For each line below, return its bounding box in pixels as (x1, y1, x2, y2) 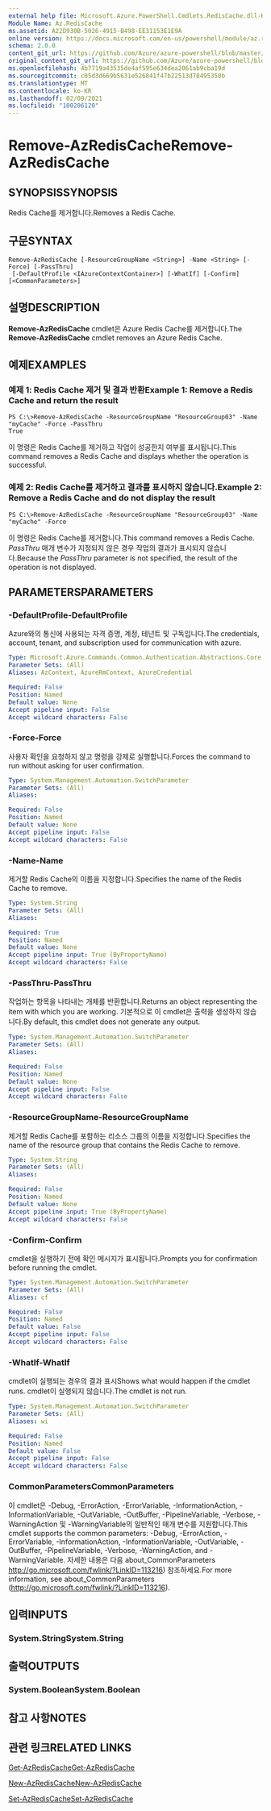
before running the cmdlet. (8, 1263, 98, 1272)
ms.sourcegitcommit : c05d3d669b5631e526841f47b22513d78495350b (8, 72, 226, 80)
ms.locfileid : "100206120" (8, 102, 99, 110)
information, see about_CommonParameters (8, 1574, 155, 1584)
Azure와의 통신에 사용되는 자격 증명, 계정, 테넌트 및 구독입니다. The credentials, (8, 629, 260, 639)
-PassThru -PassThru (8, 977, 92, 989)
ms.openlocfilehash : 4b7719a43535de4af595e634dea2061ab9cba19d (8, 65, 226, 73)
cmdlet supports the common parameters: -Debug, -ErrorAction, (8, 1528, 223, 1538)
